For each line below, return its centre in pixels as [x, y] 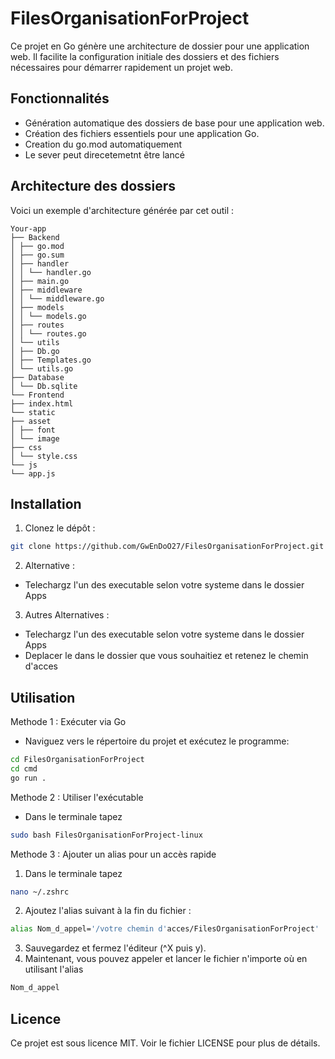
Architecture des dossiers [93, 186]
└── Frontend [37, 395]
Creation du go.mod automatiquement [103, 144]
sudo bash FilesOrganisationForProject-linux [106, 835]
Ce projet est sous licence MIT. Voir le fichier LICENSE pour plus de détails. [165, 1043]
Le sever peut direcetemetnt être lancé [104, 154]
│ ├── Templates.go [51, 360]
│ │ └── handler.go [51, 272]
